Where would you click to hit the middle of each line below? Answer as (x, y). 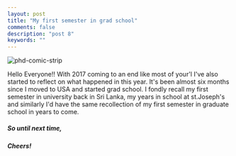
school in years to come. (43, 112)
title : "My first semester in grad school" (73, 21)
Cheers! (19, 146)
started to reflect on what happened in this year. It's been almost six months (118, 82)
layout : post (27, 14)
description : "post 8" (41, 34)
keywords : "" (27, 40)
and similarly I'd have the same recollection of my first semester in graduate (118, 104)
